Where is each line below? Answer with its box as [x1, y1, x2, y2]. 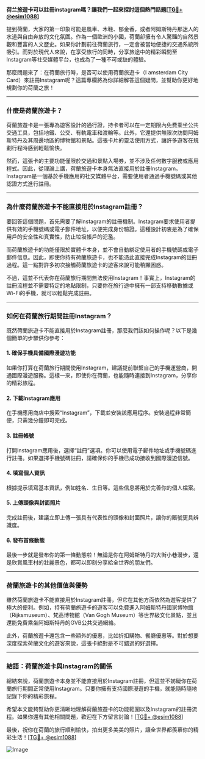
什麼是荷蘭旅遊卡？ [6, 106, 63, 115]
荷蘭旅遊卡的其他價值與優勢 [6, 582, 88, 590]
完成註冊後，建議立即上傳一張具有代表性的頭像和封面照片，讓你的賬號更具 [6, 513, 193, 521]
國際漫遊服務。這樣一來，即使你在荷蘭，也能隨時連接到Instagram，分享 [11, 372, 192, 379]
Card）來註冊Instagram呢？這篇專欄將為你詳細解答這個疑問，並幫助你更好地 [6, 76, 199, 84]
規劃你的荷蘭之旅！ [6, 84, 55, 91]
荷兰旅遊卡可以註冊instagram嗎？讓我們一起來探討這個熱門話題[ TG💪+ [6, 6, 183, 13]
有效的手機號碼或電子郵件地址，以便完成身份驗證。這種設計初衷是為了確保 [11, 225, 199, 232]
